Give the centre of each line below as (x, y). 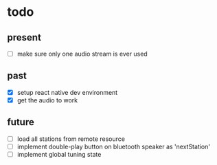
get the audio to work (47, 100)
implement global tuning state (59, 154)
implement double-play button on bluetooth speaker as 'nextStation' (114, 146)
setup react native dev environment (67, 92)
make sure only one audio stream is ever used (82, 54)
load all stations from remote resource (71, 139)
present (24, 37)
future (21, 122)
